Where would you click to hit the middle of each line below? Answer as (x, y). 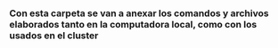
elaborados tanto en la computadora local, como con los (133, 24)
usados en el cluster (54, 36)
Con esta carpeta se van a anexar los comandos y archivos (139, 13)
